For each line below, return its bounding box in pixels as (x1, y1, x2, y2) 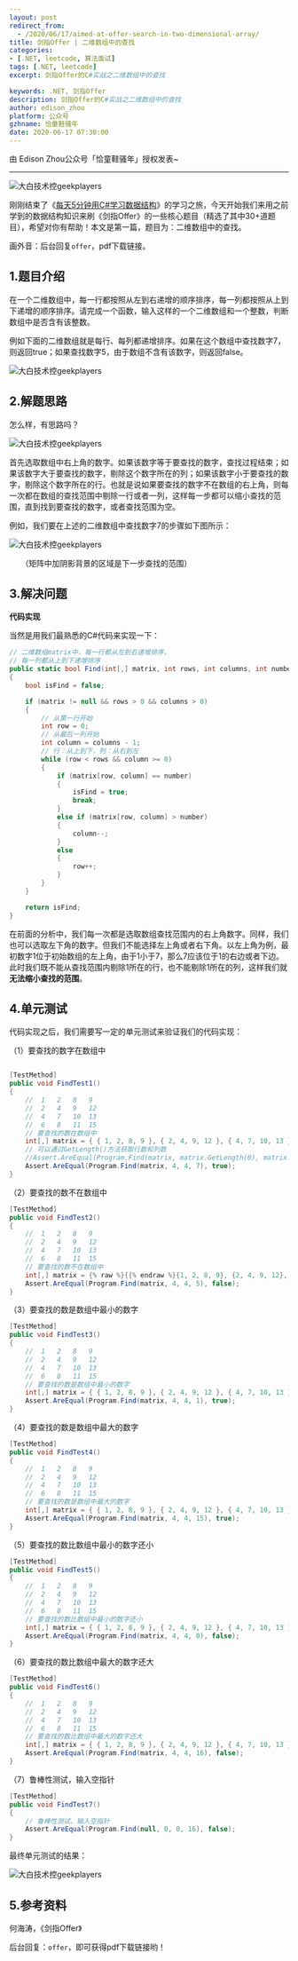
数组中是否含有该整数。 (9, 316, 95, 327)
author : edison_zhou (9, 103, 86, 112)
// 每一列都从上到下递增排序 (9, 656, 101, 666)
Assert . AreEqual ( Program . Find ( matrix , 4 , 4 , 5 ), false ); (25, 1279, 240, 1288)
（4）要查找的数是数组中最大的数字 (9, 1422, 139, 1432)
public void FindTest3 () (9, 1331, 101, 1340)
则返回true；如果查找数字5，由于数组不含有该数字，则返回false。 (9, 346, 248, 357)
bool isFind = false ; (25, 681, 105, 690)
